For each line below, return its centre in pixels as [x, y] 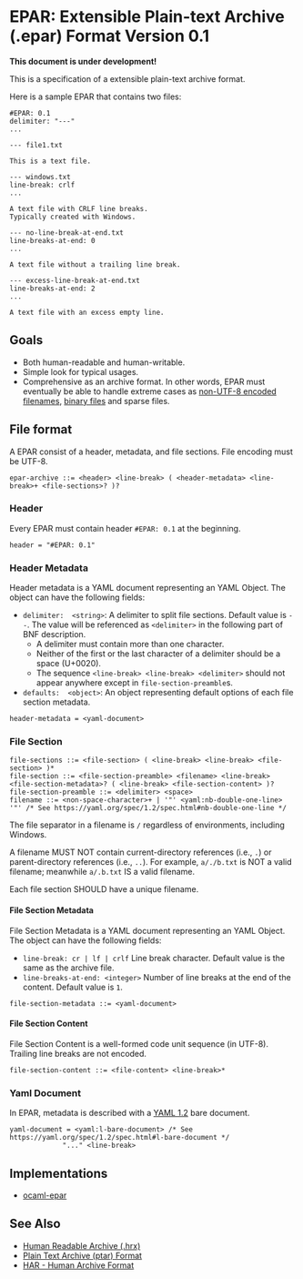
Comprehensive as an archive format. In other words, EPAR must [144, 381]
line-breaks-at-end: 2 [52, 289]
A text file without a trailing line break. [95, 264]
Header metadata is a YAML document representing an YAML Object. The [148, 588]
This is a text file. [50, 161]
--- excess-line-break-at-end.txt [75, 280]
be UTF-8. [29, 461]
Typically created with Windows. [73, 217]
